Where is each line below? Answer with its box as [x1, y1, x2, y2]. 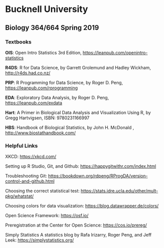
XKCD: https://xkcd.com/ [5, 154, 56, 160]
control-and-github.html [5, 178, 55, 184]
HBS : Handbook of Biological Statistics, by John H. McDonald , [5, 124, 135, 130]
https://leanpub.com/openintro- [82, 49, 148, 55]
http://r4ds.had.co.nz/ [5, 70, 51, 76]
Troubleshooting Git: [5, 173, 47, 179]
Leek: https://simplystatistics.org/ [5, 237, 74, 243]
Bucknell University [5, 3, 88, 15]
